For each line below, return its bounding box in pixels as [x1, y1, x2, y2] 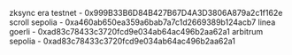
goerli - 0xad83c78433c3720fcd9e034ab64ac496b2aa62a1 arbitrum [9, 27, 264, 36]
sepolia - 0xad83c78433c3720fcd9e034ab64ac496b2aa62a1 [9, 35, 236, 46]
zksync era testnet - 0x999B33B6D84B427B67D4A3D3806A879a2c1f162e [9, 8, 283, 18]
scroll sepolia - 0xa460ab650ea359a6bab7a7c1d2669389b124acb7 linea [9, 17, 276, 27]
